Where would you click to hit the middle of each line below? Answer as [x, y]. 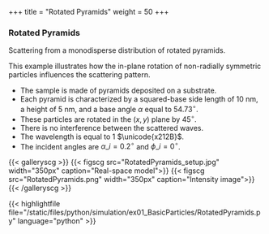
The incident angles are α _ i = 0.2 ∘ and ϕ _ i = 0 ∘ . [100, 145]
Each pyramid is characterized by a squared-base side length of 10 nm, [139, 99]
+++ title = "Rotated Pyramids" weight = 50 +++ [89, 12]
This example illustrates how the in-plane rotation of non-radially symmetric [135, 66]
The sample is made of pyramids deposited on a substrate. [118, 91]
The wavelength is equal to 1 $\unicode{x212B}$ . [102, 136]
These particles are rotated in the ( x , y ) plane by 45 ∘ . [108, 119]
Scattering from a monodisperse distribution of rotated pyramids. [117, 50]
